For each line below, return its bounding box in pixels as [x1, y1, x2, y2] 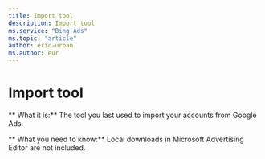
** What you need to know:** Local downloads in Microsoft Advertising [8, 134, 245, 144]
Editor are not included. [8, 142, 86, 153]
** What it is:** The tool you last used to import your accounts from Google [8, 110, 257, 120]
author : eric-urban [8, 42, 74, 50]
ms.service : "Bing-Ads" [8, 26, 88, 35]
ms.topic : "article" [8, 34, 78, 43]
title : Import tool [8, 11, 74, 20]
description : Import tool [8, 19, 95, 27]
